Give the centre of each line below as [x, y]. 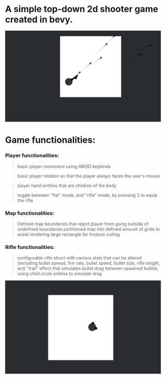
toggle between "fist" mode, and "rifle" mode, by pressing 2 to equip [87, 195]
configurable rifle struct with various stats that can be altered [80, 258]
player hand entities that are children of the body [67, 185]
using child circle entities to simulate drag [60, 274]
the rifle [25, 200]
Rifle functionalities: [30, 247]
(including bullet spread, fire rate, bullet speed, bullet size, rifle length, [89, 263]
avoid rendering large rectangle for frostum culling [68, 234]
